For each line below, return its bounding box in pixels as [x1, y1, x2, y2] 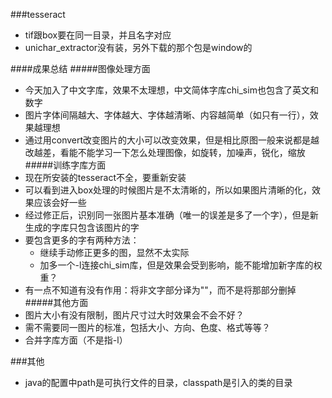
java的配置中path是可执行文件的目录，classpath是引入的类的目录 [24, 377, 293, 388]
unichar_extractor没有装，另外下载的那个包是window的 [24, 42, 253, 53]
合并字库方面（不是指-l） [24, 334, 128, 346]
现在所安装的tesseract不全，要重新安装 [24, 172, 187, 183]
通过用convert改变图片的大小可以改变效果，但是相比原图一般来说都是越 [24, 134, 320, 146]
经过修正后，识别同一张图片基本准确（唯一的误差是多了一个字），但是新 [24, 209, 319, 221]
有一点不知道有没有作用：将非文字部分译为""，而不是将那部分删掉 [24, 284, 297, 296]
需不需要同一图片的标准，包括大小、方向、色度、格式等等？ [24, 322, 271, 333]
